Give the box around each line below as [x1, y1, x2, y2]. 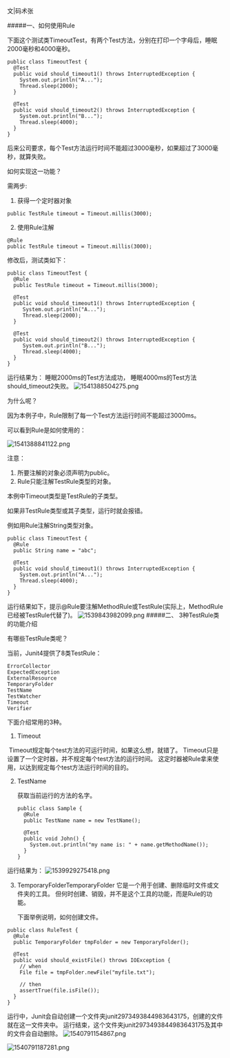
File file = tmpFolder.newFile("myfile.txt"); [19, 969, 156, 976]
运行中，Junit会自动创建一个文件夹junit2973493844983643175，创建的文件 [7, 1012, 223, 1020]
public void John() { [23, 835, 86, 842]
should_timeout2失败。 [7, 382, 72, 390]
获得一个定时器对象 [17, 197, 72, 204]
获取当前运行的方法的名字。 [17, 792, 96, 799]
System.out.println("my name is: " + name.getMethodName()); [30, 841, 209, 848]
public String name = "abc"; [13, 547, 97, 554]
